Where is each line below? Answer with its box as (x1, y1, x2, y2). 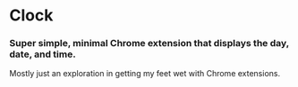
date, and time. (9, 48, 76, 60)
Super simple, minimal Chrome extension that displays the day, (9, 37, 289, 50)
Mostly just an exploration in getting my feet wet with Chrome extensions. (9, 68, 280, 79)
